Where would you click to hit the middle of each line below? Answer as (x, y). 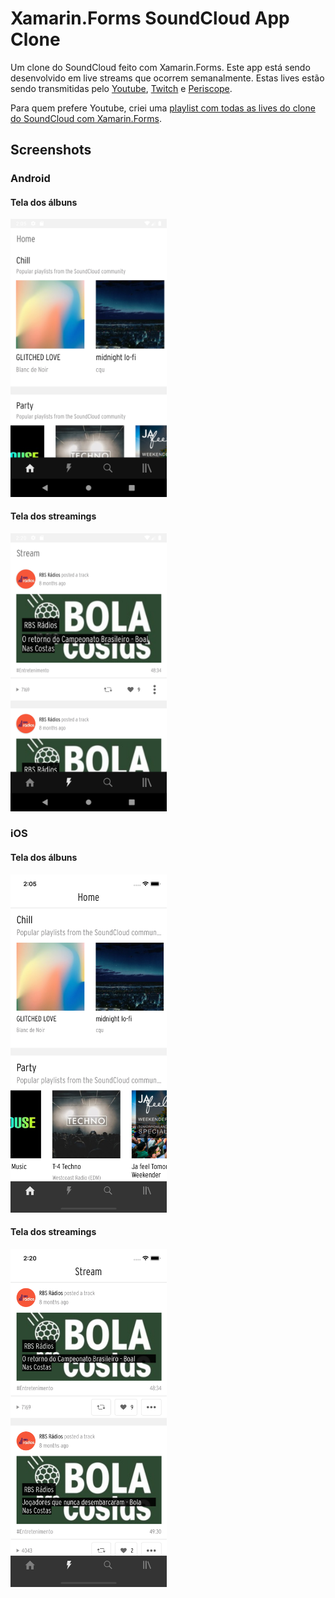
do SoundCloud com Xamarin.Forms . (86, 118)
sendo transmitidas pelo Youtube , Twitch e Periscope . (121, 88)
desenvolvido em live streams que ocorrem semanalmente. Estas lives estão (167, 78)
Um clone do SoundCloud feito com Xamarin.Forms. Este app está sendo (160, 67)
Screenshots (51, 150)
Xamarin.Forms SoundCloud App (150, 18)
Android (30, 179)
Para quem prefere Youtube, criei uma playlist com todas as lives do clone (163, 108)
